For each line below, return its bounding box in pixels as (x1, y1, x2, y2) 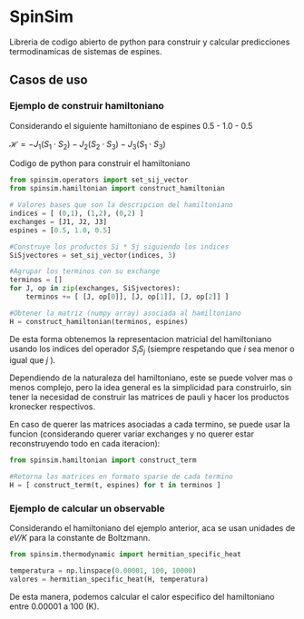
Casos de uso (9, 73, 88, 88)
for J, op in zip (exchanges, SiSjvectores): (9, 284, 181, 293)
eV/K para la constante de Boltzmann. (9, 533, 151, 544)
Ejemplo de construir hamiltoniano (9, 100, 165, 113)
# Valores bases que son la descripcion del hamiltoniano (9, 201, 233, 210)
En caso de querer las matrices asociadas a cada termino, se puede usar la (9, 419, 290, 430)
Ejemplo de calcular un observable (9, 502, 165, 515)
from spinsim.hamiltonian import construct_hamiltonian (9, 184, 225, 193)
